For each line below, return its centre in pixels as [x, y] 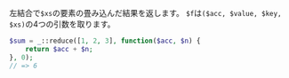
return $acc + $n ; [59, 49]
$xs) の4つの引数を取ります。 [62, 24]
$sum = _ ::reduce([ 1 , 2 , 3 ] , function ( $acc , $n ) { [105, 41]
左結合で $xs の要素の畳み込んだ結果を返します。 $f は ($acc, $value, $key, [145, 13]
